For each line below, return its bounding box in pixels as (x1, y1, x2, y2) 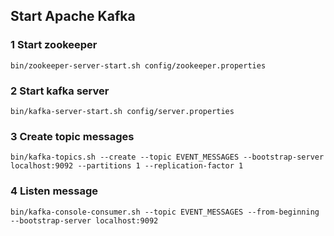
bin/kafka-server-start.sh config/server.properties (10, 106, 235, 116)
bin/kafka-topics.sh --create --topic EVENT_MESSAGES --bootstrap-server (10, 152, 325, 163)
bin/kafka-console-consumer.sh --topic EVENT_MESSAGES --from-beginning (10, 207, 320, 217)
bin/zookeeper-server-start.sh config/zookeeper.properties (10, 60, 267, 71)
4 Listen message (10, 184, 98, 198)
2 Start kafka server (10, 84, 110, 98)
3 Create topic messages (10, 129, 135, 143)
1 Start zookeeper (10, 38, 98, 52)
